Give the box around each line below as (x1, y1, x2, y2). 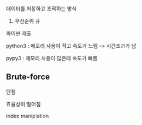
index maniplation (6, 112, 49, 119)
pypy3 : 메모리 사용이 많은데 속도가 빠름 (6, 55, 98, 61)
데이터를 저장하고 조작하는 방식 (6, 5, 77, 12)
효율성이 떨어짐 (6, 100, 41, 107)
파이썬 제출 (6, 30, 32, 37)
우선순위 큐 (14, 18, 40, 25)
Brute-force (6, 72, 50, 82)
